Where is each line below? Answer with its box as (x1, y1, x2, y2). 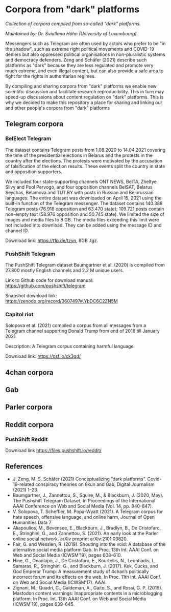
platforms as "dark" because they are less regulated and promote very (5, 62, 154, 68)
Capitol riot (5, 311, 34, 318)
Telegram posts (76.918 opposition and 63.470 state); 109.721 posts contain (5, 206, 164, 212)
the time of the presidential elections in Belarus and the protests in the (5, 152, 153, 158)
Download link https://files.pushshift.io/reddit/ (5, 447, 102, 454)
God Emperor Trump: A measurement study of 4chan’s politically (12, 568, 149, 575)
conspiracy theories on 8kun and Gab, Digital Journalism (35, 481, 155, 487)
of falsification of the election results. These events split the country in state (5, 163, 165, 169)
